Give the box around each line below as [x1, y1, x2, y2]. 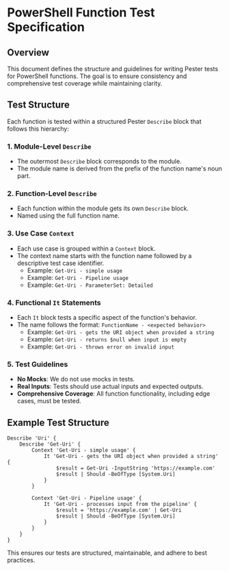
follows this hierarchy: [7, 125, 70, 133]
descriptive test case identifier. [16, 259, 105, 267]
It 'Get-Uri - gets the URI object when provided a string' [43, 453, 219, 460]
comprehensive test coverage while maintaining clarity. [7, 79, 163, 87]
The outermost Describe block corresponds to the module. [16, 157, 183, 166]
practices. [7, 556, 36, 564]
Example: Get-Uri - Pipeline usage [27, 273, 129, 281]
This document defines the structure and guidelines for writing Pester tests [7, 65, 219, 73]
